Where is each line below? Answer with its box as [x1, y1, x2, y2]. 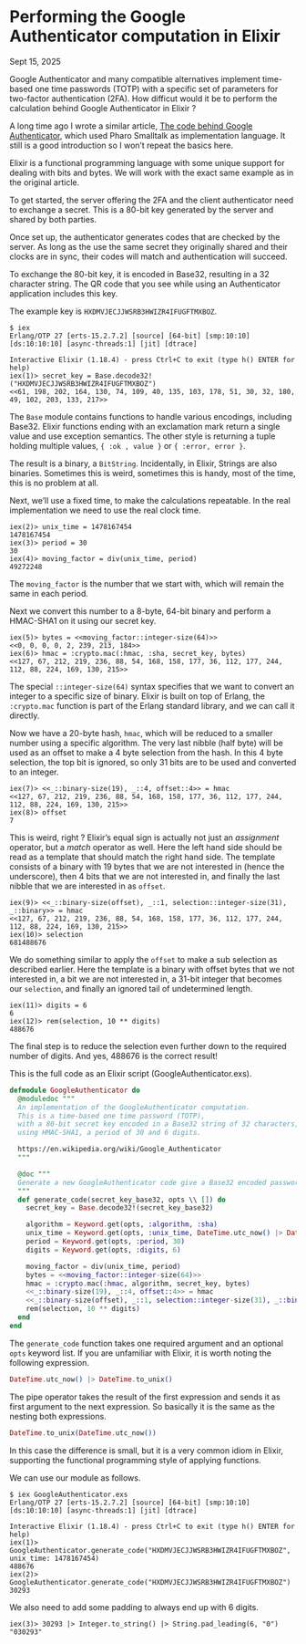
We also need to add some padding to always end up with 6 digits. [9, 1601, 260, 1612]
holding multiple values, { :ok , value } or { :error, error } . [9, 440, 246, 451]
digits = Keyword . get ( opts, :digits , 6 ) [25, 1245, 181, 1254]
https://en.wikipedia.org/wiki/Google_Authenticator [17, 1145, 222, 1154]
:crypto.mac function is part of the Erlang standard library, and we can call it [9, 700, 295, 711]
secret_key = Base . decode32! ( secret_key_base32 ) [25, 1203, 214, 1212]
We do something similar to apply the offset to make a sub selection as [9, 953, 278, 964]
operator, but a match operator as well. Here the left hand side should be [9, 841, 282, 852]
